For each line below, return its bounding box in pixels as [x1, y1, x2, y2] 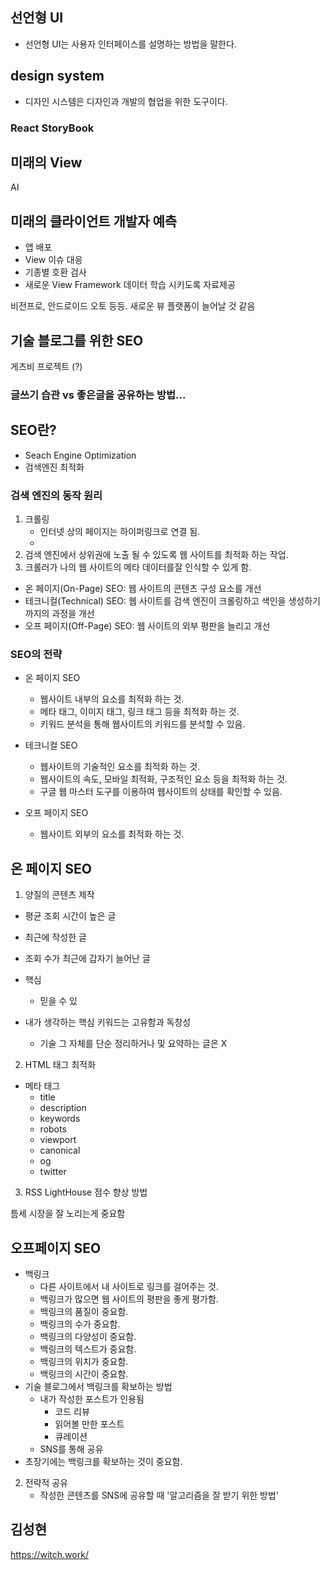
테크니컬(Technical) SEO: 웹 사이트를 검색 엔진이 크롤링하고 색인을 [24, 595, 287, 607]
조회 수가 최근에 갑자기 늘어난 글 [24, 953, 151, 965]
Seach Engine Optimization [24, 449, 137, 461]
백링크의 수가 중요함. [39, 1318, 121, 1330]
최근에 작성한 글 [24, 931, 87, 943]
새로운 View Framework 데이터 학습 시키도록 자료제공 [24, 279, 236, 291]
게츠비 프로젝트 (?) [10, 360, 83, 372]
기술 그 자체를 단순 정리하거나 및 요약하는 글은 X [39, 1038, 228, 1050]
